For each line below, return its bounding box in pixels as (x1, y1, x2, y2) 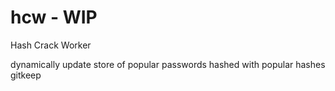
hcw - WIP (10, 6, 98, 29)
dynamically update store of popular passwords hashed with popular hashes (10, 58, 326, 70)
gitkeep (10, 69, 42, 81)
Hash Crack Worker (10, 39, 92, 51)
